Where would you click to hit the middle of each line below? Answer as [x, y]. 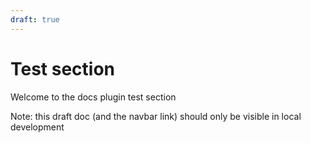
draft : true [35, 19]
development [37, 127]
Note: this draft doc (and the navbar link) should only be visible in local [156, 116]
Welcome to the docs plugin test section [93, 97]
